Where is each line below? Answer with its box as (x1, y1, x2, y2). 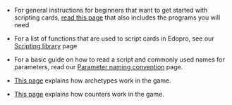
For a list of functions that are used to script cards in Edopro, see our (13, 34, 214, 43)
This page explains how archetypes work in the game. (13, 76, 171, 85)
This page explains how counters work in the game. (13, 90, 164, 98)
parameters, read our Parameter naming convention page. (13, 63, 183, 71)
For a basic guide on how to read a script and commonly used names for (13, 55, 226, 64)
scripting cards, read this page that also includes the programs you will (13, 13, 221, 22)
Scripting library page (13, 42, 78, 50)
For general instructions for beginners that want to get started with (13, 6, 208, 14)
